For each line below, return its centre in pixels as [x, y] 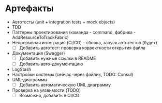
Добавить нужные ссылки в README [58, 58]
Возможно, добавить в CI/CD [49, 96]
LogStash [22, 69]
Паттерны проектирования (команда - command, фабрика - [74, 32]
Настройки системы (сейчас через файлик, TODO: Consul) [73, 75]
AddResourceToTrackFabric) [40, 37]
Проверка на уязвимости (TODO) [46, 90]
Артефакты [29, 9]
